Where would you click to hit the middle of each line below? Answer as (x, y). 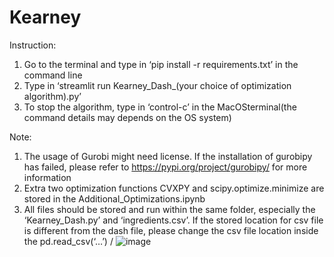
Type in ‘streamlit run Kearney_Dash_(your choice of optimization (157, 85)
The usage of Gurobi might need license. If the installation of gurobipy (168, 156)
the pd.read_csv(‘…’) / (68, 241)
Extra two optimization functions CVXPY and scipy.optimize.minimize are (174, 188)
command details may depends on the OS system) (127, 117)
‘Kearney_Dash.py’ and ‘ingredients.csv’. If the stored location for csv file (173, 220)
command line (53, 75)
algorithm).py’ (52, 96)
